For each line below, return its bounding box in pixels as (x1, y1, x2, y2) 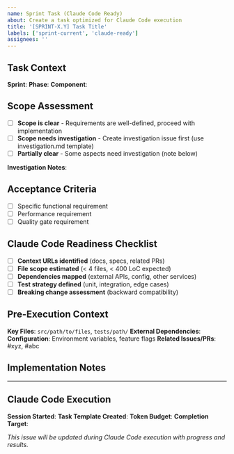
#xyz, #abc (7, 341, 40, 350)
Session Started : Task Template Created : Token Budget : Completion (7, 412, 209, 421)
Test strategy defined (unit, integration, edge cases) (17, 279, 169, 289)
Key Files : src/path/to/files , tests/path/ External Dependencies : (7, 327, 201, 335)
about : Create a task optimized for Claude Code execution (7, 17, 182, 24)
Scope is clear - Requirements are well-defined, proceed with (17, 119, 196, 127)
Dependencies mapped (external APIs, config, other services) (17, 272, 197, 280)
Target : (7, 419, 29, 428)
